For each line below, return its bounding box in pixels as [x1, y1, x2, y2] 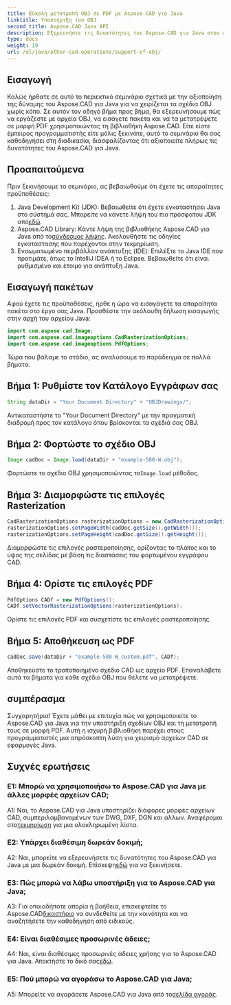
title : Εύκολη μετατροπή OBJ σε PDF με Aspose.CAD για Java [7, 10, 184, 17]
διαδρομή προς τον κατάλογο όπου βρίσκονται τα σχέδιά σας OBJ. [7, 418, 199, 426]
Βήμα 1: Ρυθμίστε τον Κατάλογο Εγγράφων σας [7, 380, 219, 392]
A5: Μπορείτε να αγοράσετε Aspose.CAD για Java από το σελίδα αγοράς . [7, 990, 218, 998]
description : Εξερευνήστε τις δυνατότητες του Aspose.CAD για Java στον [7, 29, 220, 37]
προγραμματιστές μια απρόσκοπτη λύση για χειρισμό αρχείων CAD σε [7, 733, 209, 742]
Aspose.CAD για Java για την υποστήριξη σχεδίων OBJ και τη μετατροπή [7, 719, 217, 727]
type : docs [7, 36, 38, 43]
